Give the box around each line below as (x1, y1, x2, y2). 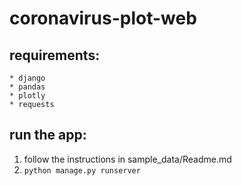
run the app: (9, 127, 87, 144)
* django (9, 73, 46, 83)
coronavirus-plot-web (9, 7, 197, 30)
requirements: (9, 47, 101, 64)
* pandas (9, 82, 46, 92)
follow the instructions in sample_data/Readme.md (23, 153, 232, 165)
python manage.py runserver (23, 165, 141, 176)
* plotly (9, 91, 46, 101)
